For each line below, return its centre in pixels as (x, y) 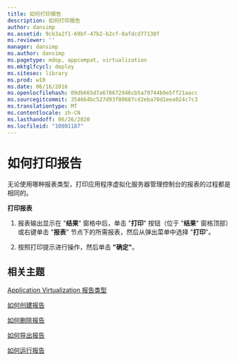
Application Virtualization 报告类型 (57, 290)
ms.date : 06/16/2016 (38, 87)
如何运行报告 (26, 350)
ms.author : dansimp (36, 54)
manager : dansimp (33, 47)
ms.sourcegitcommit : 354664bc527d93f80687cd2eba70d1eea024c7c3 (103, 100)
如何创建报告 (26, 305)
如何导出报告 (26, 335)
